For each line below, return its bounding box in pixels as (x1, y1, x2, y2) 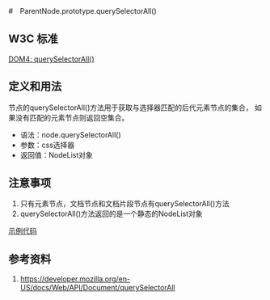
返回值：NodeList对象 (19, 150, 93, 159)
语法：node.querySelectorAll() (19, 129, 121, 139)
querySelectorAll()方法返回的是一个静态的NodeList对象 (19, 209, 204, 219)
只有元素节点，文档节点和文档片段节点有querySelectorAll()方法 (19, 199, 230, 209)
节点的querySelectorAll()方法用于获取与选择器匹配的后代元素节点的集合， (8, 103, 253, 112)
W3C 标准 (8, 32, 58, 46)
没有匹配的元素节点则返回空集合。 (15, 112, 129, 122)
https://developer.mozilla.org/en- (19, 274, 131, 284)
